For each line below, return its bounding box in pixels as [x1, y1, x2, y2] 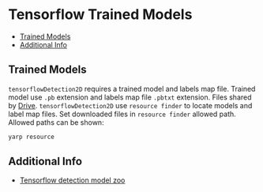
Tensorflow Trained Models [8, 6, 193, 24]
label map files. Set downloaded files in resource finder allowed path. [8, 109, 237, 119]
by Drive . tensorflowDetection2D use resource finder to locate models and [8, 100, 253, 110]
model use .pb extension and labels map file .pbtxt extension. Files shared [8, 92, 252, 102]
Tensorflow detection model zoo [19, 175, 126, 185]
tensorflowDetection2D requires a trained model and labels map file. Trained [8, 84, 256, 93]
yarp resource [8, 133, 55, 141]
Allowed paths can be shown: [8, 117, 104, 127]
